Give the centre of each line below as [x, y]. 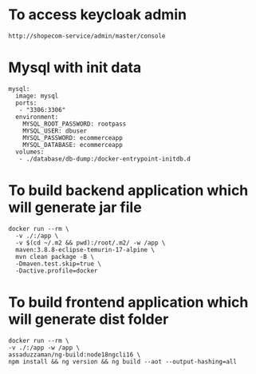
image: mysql [37, 96]
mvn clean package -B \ [55, 257]
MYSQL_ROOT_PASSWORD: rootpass [75, 124]
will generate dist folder [89, 319]
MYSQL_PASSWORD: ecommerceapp [73, 137]
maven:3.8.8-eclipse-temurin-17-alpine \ [85, 249]
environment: [37, 117]
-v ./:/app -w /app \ [44, 348]
